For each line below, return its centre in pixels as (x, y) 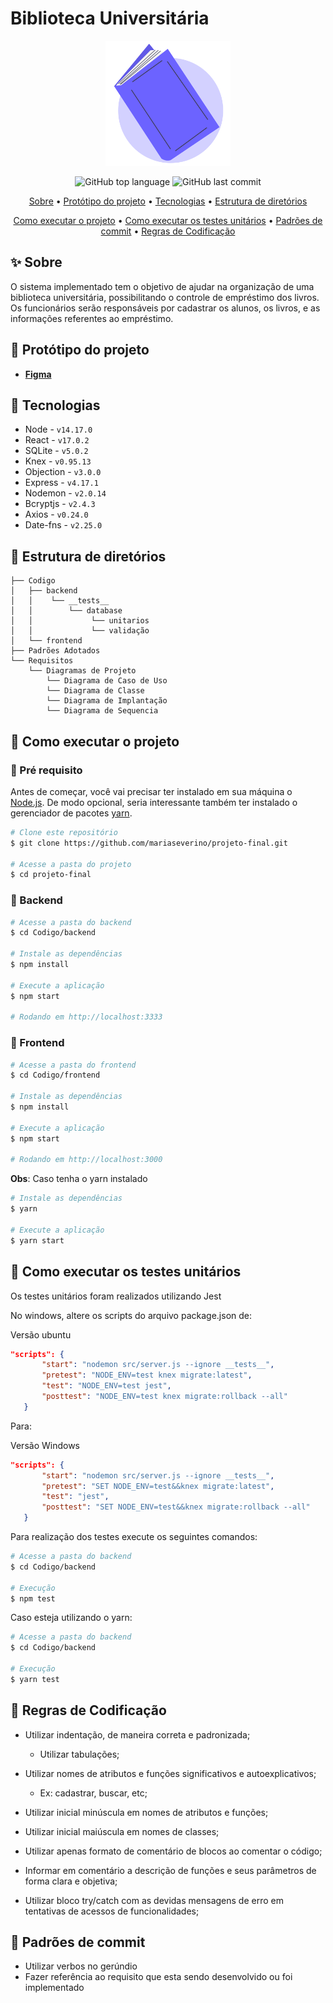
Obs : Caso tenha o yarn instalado (79, 1179)
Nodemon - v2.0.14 (65, 493)
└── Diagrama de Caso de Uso (107, 681)
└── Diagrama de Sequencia (102, 711)
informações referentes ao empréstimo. (92, 318)
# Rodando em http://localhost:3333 (86, 1017)
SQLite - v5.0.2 (56, 451)
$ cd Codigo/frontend (55, 1075)
